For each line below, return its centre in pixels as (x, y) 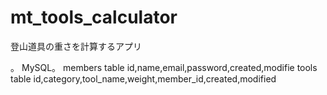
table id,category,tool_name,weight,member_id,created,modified (143, 78)
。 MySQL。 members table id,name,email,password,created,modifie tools (164, 67)
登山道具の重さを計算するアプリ (76, 46)
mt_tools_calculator (94, 17)
